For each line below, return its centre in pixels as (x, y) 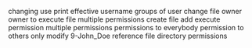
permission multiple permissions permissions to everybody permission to (126, 27)
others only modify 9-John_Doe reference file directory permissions (118, 36)
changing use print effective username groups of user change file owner (125, 11)
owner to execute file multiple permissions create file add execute (114, 19)
